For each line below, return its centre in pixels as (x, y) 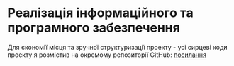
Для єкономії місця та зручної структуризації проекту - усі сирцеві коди (118, 47)
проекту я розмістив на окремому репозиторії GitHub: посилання (107, 55)
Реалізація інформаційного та (100, 13)
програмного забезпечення (94, 28)
